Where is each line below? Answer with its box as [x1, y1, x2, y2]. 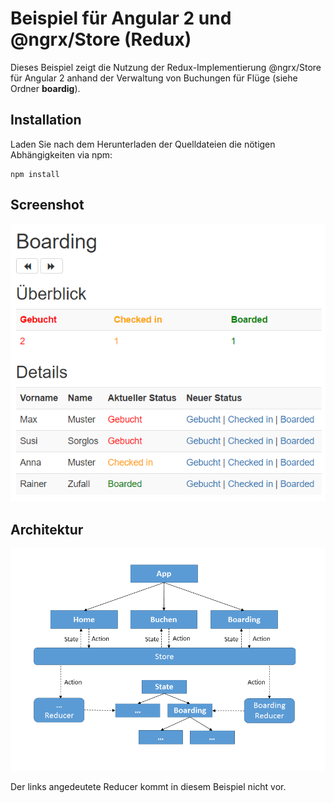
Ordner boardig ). [10, 82, 81, 94]
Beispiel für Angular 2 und [10, 7, 232, 30]
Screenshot [10, 197, 85, 214]
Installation [10, 112, 82, 129]
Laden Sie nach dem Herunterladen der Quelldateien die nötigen [10, 138, 276, 150]
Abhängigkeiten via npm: [10, 148, 113, 161]
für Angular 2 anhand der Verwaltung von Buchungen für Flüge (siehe [10, 72, 298, 84]
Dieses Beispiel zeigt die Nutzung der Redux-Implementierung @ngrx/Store [10, 61, 322, 73]
